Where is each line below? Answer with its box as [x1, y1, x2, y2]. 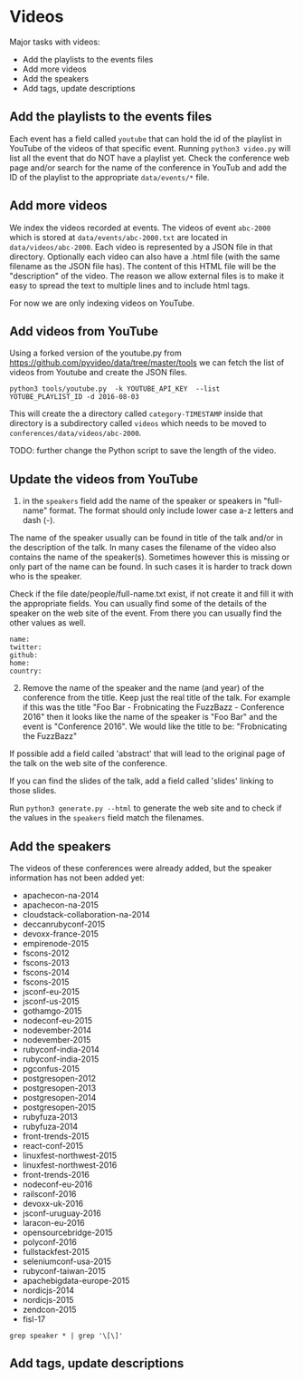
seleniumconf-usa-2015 [22, 1256, 111, 1267]
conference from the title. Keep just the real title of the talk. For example [22, 692, 291, 704]
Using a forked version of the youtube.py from [9, 347, 183, 359]
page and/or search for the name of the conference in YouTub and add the [9, 161, 288, 173]
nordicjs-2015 [22, 1295, 74, 1305]
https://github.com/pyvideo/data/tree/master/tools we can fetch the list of [9, 357, 285, 368]
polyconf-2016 [22, 1237, 77, 1248]
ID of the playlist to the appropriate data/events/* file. [9, 171, 210, 182]
